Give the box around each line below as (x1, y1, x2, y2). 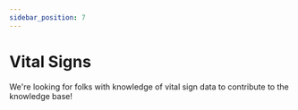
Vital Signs (9, 51, 92, 72)
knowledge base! (9, 90, 73, 101)
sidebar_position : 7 (9, 13, 87, 22)
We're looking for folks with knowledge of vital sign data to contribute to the (9, 81, 289, 92)
